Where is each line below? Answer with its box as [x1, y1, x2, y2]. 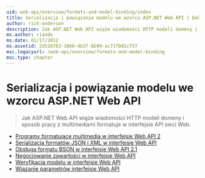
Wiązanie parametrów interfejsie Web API [15, 165, 120, 172]
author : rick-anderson [6, 20, 64, 26]
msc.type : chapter [6, 54, 53, 61]
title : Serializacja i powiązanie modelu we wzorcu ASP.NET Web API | [6, 15, 190, 21]
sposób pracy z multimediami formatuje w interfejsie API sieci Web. [21, 121, 191, 128]
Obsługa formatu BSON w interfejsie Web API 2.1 [15, 145, 137, 153]
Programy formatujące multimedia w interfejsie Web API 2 [15, 132, 160, 139]
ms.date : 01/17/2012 [6, 37, 59, 43]
